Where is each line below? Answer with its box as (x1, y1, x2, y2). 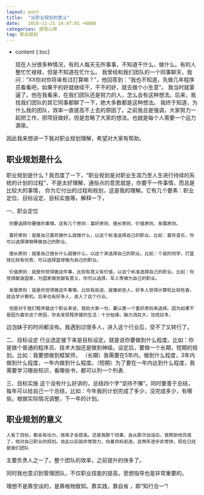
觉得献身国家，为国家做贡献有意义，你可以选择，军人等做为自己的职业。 (6, 275, 160, 281)
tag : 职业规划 (6, 32, 38, 38)
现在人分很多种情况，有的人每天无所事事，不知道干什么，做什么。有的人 (15, 61, 196, 68)
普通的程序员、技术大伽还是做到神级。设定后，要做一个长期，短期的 (22, 343, 192, 351)
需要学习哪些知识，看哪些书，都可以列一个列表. (6, 367, 126, 374)
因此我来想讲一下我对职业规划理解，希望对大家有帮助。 (6, 135, 144, 142)
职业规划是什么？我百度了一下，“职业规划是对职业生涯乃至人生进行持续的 (6, 171, 190, 178)
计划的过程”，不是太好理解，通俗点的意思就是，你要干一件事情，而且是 (16, 179, 195, 186)
